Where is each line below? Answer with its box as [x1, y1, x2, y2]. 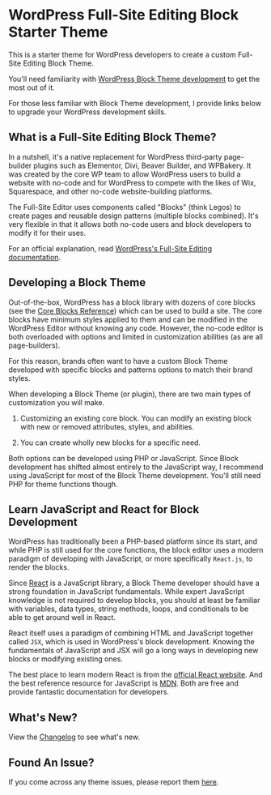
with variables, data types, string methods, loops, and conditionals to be [8, 604, 249, 613]
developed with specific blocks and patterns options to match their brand [8, 365, 253, 374]
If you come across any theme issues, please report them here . [8, 777, 219, 787]
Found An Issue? [8, 755, 95, 769]
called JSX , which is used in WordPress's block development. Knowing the [8, 637, 255, 647]
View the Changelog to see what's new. [8, 732, 140, 742]
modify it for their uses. [8, 228, 87, 237]
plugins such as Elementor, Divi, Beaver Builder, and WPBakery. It [33, 160, 252, 170]
